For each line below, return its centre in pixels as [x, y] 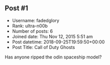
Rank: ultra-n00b [30, 26]
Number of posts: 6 [32, 31]
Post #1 [16, 8]
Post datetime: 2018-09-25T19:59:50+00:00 [58, 42]
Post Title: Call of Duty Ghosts [44, 47]
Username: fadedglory [35, 20]
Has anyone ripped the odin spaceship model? [53, 57]
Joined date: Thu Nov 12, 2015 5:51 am [52, 36]
